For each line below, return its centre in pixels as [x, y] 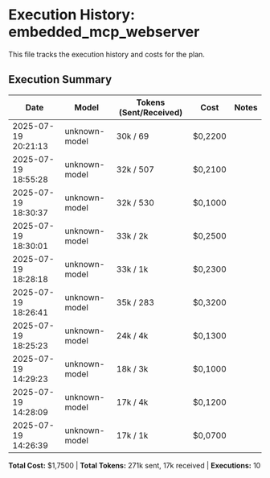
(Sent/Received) [151, 112]
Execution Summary [60, 79]
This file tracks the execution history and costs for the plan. [106, 54]
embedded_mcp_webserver [104, 32]
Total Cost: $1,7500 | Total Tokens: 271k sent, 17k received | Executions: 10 [135, 465]
